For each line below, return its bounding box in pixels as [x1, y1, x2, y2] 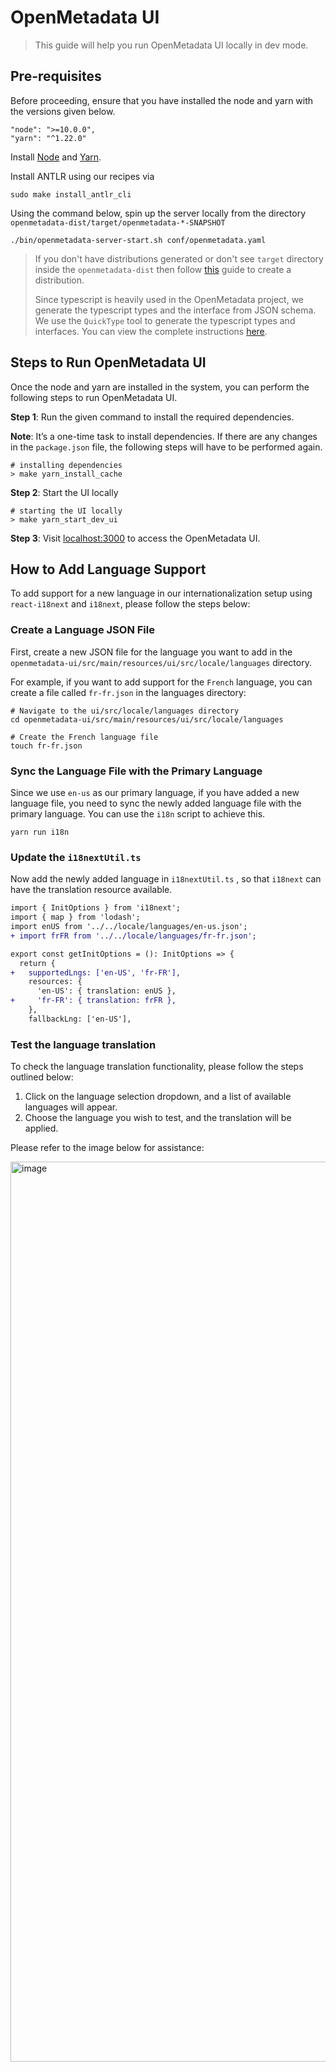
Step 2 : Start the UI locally [10, 486, 119, 498]
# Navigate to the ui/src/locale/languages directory [10, 706, 240, 716]
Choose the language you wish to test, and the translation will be [24, 1112, 292, 1124]
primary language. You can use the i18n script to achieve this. [10, 807, 266, 820]
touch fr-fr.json [10, 741, 83, 751]
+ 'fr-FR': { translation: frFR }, [10, 996, 177, 1006]
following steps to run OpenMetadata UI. [10, 391, 178, 403]
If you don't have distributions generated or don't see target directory [34, 252, 324, 265]
